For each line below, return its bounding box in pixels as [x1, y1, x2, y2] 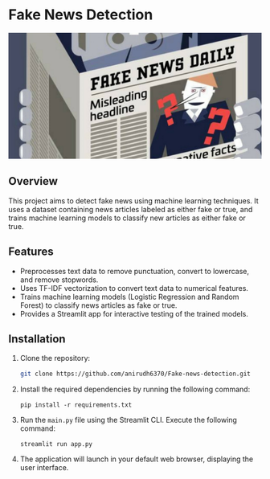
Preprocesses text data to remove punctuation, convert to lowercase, [19, 266, 249, 276]
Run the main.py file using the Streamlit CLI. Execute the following [19, 416, 237, 425]
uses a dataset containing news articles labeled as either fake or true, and [8, 204, 253, 214]
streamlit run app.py [19, 440, 92, 448]
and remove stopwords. [19, 275, 99, 285]
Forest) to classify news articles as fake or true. [19, 300, 178, 310]
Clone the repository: [19, 354, 91, 363]
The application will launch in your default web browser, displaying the [19, 454, 254, 464]
